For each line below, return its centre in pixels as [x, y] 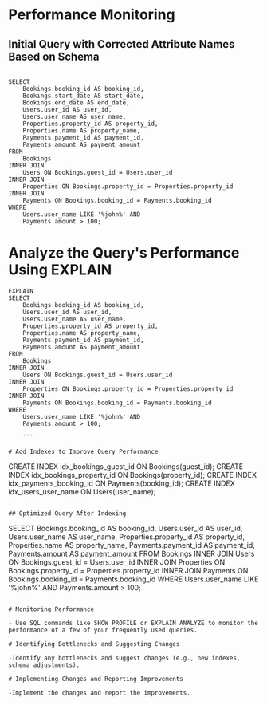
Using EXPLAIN [60, 270]
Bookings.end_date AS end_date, [76, 103]
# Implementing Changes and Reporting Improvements [96, 679]
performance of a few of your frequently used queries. [103, 630]
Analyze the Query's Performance [124, 253]
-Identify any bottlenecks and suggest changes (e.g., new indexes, [124, 658]
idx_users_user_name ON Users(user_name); [82, 491]
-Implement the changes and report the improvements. [100, 693]
